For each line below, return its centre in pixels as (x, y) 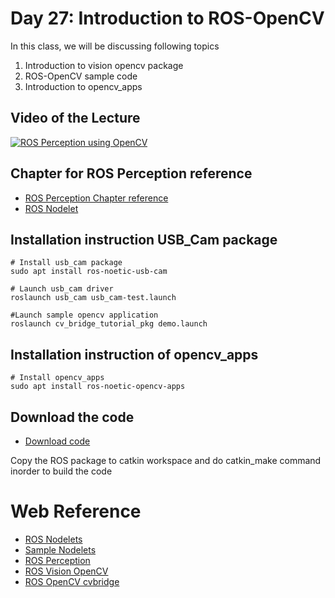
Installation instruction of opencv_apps (134, 354)
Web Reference (76, 511)
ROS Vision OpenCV (66, 571)
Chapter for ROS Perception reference (131, 173)
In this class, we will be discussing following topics (115, 46)
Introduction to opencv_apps (83, 86)
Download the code (72, 417)
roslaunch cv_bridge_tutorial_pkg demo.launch (109, 324)
